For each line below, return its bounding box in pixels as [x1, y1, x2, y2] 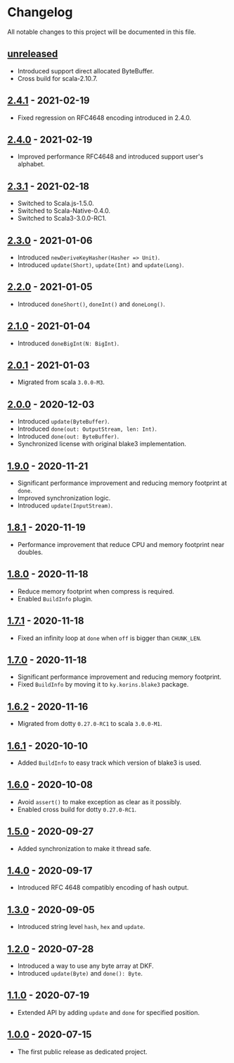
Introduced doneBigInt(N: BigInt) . [17, 339, 119, 348]
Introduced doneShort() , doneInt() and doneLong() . [17, 300, 165, 308]
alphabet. [17, 160, 46, 168]
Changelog [7, 4, 73, 20]
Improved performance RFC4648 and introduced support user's [17, 152, 204, 161]
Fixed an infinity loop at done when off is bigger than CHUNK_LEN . [17, 634, 202, 642]
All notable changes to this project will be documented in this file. [7, 27, 197, 36]
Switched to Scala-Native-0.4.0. [17, 207, 111, 215]
